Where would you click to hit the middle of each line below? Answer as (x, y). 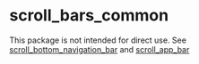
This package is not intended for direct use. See (98, 40)
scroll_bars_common (89, 16)
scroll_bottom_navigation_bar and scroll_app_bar (99, 49)
